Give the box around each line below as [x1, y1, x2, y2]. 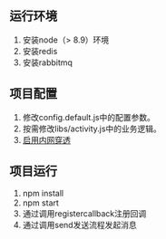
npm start [22, 197, 59, 208]
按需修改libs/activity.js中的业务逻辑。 [22, 123, 161, 134]
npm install [22, 188, 64, 199]
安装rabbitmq [22, 57, 73, 68]
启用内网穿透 [22, 134, 71, 145]
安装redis [22, 45, 58, 56]
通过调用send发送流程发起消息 [22, 220, 138, 231]
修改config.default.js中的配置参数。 [22, 111, 156, 122]
